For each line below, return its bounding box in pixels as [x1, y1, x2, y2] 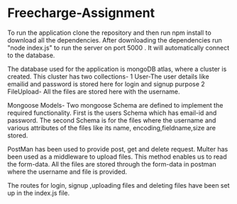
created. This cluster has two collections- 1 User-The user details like [7, 72, 209, 81]
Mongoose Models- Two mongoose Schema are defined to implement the [7, 101, 224, 109]
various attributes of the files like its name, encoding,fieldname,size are [7, 123, 216, 132]
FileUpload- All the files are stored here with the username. [7, 87, 180, 96]
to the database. [7, 51, 55, 59]
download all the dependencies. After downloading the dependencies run [7, 35, 222, 44]
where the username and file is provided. [7, 167, 128, 176]
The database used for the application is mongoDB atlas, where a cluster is [7, 64, 227, 73]
